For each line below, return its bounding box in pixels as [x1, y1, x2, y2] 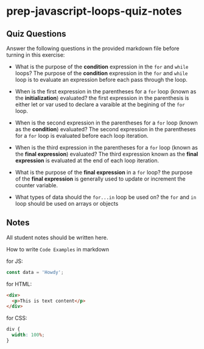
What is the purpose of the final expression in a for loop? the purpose [15, 169, 193, 176]
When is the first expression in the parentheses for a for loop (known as [15, 88, 197, 95]
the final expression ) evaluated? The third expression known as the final [15, 151, 199, 157]
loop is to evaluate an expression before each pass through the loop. [15, 76, 188, 83]
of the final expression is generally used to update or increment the [15, 175, 186, 182]
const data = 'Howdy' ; [6, 269, 64, 275]
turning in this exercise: [6, 51, 65, 59]
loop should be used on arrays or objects [15, 200, 119, 207]
